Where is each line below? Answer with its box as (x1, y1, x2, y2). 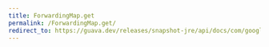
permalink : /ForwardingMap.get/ (8, 19, 116, 27)
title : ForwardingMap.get (8, 11, 94, 20)
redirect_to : (8, 26, 52, 34)
